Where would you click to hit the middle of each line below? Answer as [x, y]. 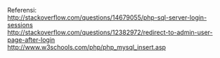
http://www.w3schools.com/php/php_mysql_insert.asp [87, 47]
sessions [20, 25]
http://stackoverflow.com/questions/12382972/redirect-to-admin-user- [110, 32]
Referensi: [22, 10]
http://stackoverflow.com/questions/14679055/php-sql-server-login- [107, 17]
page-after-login [31, 40]
